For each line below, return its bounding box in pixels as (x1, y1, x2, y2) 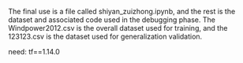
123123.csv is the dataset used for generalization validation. (8, 31, 203, 41)
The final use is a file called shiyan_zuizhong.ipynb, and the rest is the (8, 7, 236, 16)
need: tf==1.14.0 (8, 47, 61, 56)
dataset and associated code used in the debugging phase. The (8, 15, 215, 24)
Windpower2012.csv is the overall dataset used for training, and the (8, 24, 228, 32)
